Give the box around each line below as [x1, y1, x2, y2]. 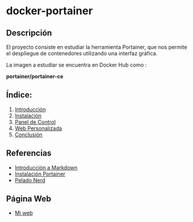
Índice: [6, 90, 33, 100]
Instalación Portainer [14, 170, 66, 177]
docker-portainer [6, 4, 93, 18]
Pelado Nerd [14, 176, 46, 183]
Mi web [14, 210, 33, 217]
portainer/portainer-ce [6, 73, 64, 80]
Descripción [6, 28, 52, 38]
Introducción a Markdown [14, 164, 78, 171]
